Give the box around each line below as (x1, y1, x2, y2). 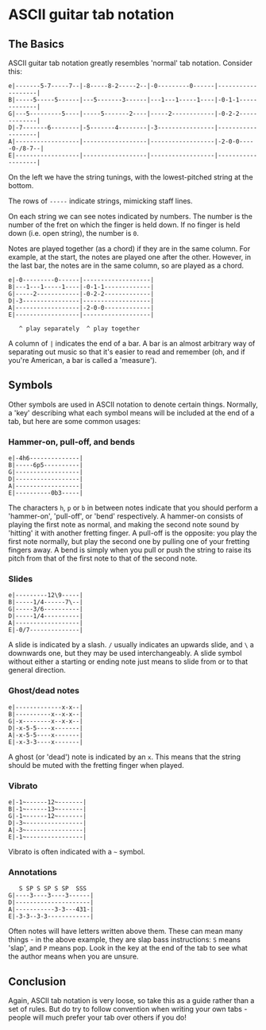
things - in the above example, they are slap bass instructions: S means (8, 935, 241, 944)
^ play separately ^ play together (18, 325, 141, 333)
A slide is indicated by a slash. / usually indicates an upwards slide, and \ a (8, 640, 254, 650)
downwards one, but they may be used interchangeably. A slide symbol (8, 649, 242, 658)
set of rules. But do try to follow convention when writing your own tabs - (8, 1005, 248, 1014)
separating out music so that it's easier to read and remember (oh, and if (8, 347, 245, 357)
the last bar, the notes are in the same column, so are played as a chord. (8, 260, 245, 270)
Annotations (8, 866, 57, 878)
